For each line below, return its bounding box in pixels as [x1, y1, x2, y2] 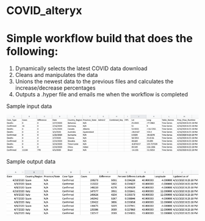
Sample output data [6, 158, 56, 165]
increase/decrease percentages [15, 84, 96, 92]
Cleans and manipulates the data [15, 71, 98, 79]
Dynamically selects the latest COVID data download [15, 65, 148, 72]
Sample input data [6, 103, 52, 110]
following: [6, 45, 59, 59]
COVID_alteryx [6, 4, 82, 18]
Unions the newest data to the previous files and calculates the [15, 78, 174, 85]
